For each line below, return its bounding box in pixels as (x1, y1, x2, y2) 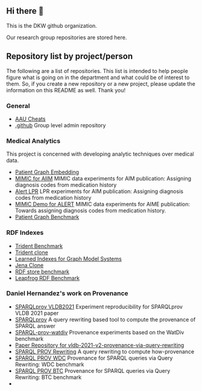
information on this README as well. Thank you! (6, 86, 126, 94)
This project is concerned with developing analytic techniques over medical (6, 150, 194, 157)
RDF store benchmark (14, 268, 70, 275)
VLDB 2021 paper (14, 309, 59, 317)
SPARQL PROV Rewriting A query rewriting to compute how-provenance (14, 348, 195, 355)
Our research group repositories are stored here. (6, 34, 127, 41)
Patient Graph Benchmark (14, 214, 80, 221)
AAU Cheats (14, 115, 46, 122)
